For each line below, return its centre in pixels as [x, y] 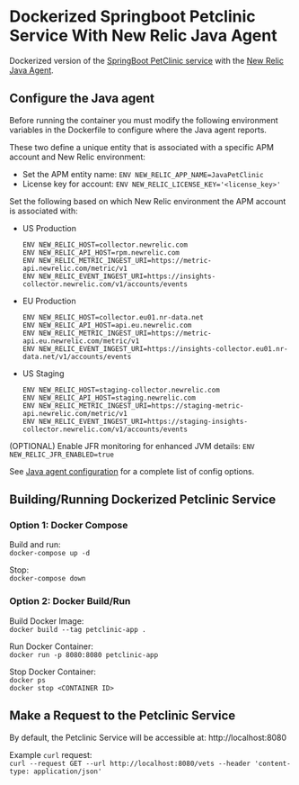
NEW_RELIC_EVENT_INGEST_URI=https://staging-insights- [144, 421]
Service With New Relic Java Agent [143, 36]
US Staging [43, 373]
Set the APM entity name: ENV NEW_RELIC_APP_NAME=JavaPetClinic [143, 174]
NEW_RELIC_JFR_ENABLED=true [62, 455]
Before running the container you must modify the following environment [144, 120]
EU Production [49, 301]
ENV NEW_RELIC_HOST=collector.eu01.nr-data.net [113, 317]
